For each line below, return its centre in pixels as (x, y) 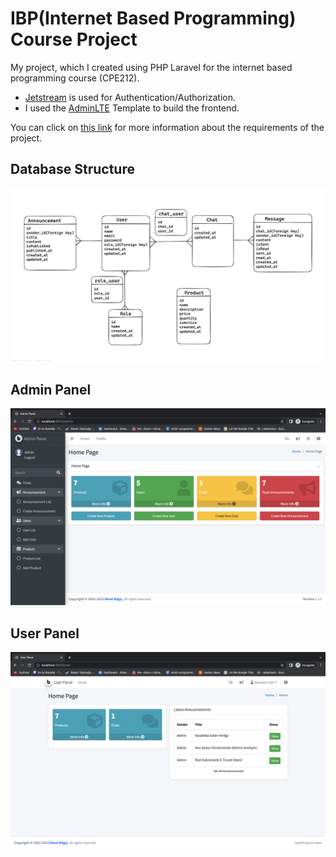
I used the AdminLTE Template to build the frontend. (132, 108)
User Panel (45, 633)
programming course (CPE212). (75, 78)
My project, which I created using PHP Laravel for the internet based (151, 67)
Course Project (74, 39)
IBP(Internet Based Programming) (153, 18)
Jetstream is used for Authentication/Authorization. (130, 97)
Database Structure (72, 169)
